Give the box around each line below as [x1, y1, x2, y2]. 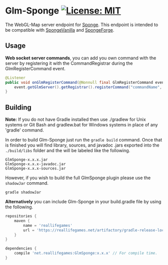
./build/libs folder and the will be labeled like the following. [5, 148, 130, 154]
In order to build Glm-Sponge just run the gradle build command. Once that [5, 137, 162, 143]
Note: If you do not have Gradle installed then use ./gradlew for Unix [5, 116, 146, 122]
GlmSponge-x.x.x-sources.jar [5, 166, 66, 171]
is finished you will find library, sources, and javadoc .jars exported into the [5, 142, 159, 148]
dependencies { [5, 246, 37, 251]
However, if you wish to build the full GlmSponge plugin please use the [5, 175, 151, 181]
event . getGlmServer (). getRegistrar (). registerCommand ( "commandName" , [14, 84, 162, 90]
